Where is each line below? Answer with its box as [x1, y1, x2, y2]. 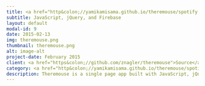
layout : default [6, 20, 48, 26]
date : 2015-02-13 [6, 31, 51, 38]
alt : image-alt [6, 48, 45, 55]
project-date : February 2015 [6, 54, 81, 60]
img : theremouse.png [6, 37, 59, 43]
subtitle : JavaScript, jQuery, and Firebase [6, 15, 121, 21]
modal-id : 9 [6, 25, 37, 32]
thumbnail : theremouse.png [6, 43, 75, 49]
